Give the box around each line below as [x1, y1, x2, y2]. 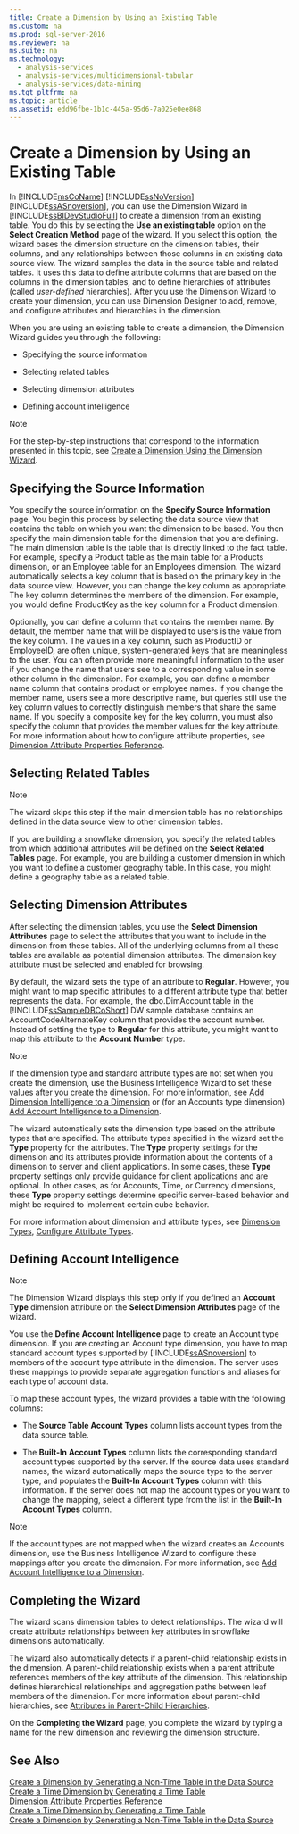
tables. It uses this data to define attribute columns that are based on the [9, 267, 277, 278]
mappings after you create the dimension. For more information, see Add [9, 1557, 277, 1568]
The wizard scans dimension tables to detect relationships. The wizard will [9, 1617, 284, 1628]
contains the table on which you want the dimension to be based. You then [9, 523, 284, 534]
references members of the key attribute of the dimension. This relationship [9, 1671, 287, 1683]
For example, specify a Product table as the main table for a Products [9, 552, 264, 563]
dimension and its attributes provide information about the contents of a [9, 1151, 274, 1162]
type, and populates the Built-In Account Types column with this [21, 1475, 262, 1487]
